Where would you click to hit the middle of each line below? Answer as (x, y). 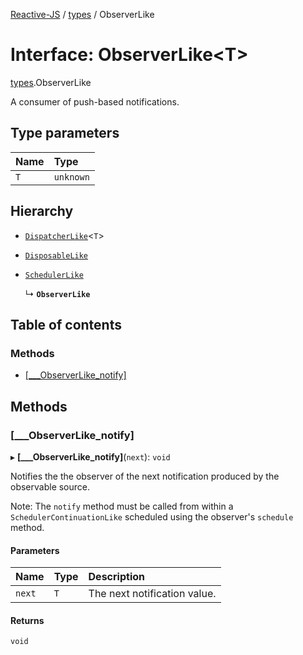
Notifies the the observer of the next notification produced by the (145, 476)
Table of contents (66, 324)
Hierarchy (42, 211)
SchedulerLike (54, 275)
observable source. (50, 486)
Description (116, 577)
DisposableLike (56, 255)
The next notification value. (152, 594)
